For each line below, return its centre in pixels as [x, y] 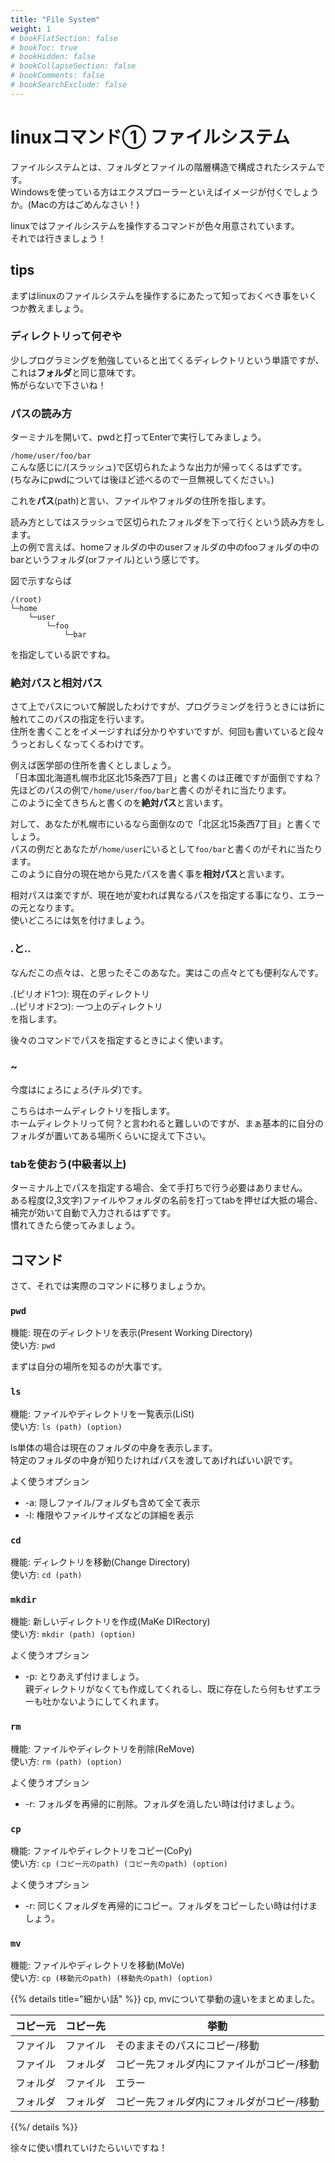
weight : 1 [31, 29]
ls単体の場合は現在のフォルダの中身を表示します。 [114, 1447]
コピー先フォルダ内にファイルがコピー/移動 [217, 2064]
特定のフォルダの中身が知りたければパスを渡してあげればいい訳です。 [154, 1460]
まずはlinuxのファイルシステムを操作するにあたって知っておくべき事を [155, 295]
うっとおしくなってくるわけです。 [80, 744]
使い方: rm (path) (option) [66, 1761]
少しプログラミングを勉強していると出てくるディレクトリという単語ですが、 [167, 360]
